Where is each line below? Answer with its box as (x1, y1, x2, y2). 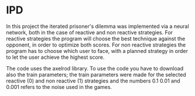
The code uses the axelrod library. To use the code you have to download (6, 65, 183, 72)
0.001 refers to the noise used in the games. (6, 83, 112, 90)
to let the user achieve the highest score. (6, 54, 105, 61)
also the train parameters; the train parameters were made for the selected (6, 71, 186, 78)
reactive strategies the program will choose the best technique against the (6, 35, 186, 42)
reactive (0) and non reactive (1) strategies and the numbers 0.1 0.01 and (6, 77, 180, 84)
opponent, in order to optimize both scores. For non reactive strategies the (6, 41, 186, 48)
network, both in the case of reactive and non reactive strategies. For (6, 29, 173, 35)
